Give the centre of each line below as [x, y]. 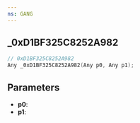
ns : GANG [20, 14]
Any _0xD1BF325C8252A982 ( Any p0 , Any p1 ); [71, 65]
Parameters [34, 87]
